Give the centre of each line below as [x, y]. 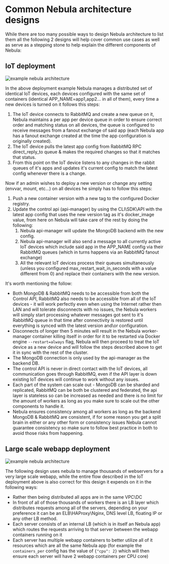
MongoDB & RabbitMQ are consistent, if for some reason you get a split [87, 417]
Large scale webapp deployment [58, 449]
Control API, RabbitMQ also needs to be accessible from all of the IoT [84, 298]
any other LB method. [35, 518]
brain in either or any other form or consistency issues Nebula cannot [85, 422]
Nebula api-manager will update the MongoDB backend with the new [92, 230]
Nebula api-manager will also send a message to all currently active [91, 241]
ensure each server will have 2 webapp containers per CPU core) [80, 556]
